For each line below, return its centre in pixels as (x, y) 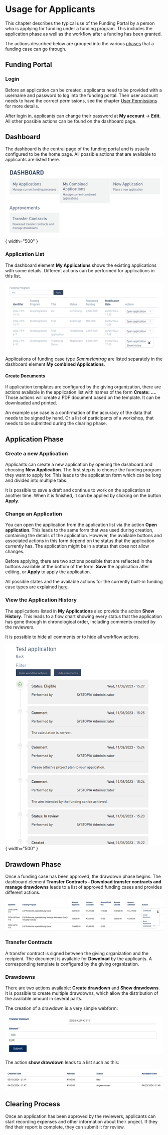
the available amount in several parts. (44, 998)
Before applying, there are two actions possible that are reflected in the (79, 561)
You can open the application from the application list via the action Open (81, 525)
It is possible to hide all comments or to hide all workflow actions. (73, 637)
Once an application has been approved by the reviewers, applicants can (80, 1116)
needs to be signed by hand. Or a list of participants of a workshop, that (79, 418)
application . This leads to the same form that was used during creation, (79, 530)
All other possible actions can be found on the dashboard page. (71, 121)
